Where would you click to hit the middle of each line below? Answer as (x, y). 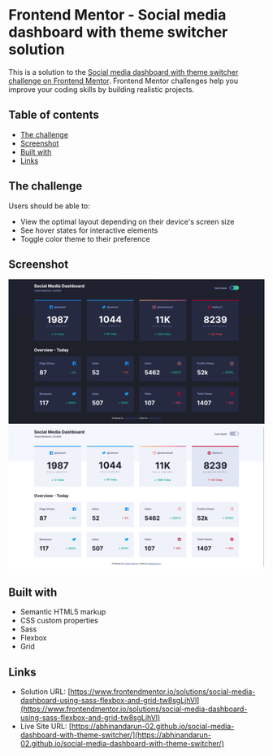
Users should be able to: (50, 206)
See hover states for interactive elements (89, 230)
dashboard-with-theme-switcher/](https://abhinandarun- (115, 735)
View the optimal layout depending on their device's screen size (127, 221)
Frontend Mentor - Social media (117, 15)
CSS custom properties (59, 621)
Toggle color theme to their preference (85, 238)
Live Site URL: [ (46, 726)
